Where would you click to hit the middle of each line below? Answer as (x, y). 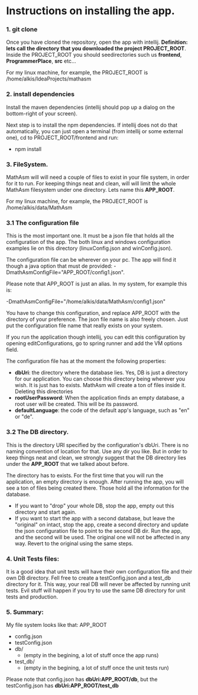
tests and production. (32, 597)
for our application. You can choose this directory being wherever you (100, 379)
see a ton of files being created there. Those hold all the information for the (98, 488)
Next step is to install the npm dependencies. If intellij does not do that (92, 125)
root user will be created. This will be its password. (77, 404)
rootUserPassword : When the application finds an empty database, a (100, 398)
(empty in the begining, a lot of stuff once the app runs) (91, 655)
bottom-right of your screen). (42, 113)
